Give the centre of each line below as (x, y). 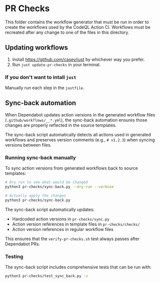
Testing (14, 256)
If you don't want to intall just (41, 77)
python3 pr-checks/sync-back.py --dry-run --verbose (60, 187)
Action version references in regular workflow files (63, 229)
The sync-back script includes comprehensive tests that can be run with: (78, 267)
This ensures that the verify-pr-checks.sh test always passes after (72, 239)
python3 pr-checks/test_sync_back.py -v (47, 276)
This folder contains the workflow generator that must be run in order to (77, 22)
